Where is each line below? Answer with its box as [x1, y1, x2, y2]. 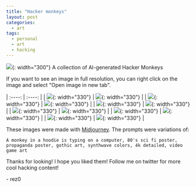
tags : [6, 31, 19, 36]
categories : [6, 19, 35, 25]
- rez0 [6, 175, 21, 182]
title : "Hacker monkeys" [6, 8, 67, 15]
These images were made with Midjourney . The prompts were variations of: [6, 126, 190, 133]
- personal [11, 36, 38, 42]
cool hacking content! [6, 164, 59, 171]
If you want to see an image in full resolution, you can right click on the [6, 75, 178, 82]
